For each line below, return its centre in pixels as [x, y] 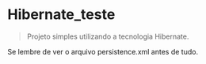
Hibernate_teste [61, 15]
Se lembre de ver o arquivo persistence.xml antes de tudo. [103, 51]
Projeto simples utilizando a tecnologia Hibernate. [108, 36]
